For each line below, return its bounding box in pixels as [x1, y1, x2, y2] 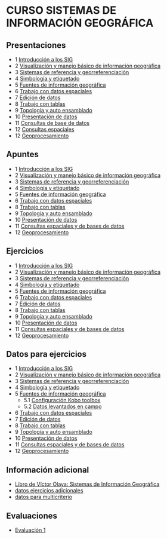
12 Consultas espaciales [14, 126, 75, 133]
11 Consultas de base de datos [14, 120, 90, 126]
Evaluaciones [6, 510, 58, 520]
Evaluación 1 [14, 526, 46, 534]
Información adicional [6, 464, 89, 475]
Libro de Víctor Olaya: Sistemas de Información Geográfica [14, 480, 160, 488]
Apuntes [6, 149, 39, 160]
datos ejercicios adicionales [14, 487, 83, 494]
